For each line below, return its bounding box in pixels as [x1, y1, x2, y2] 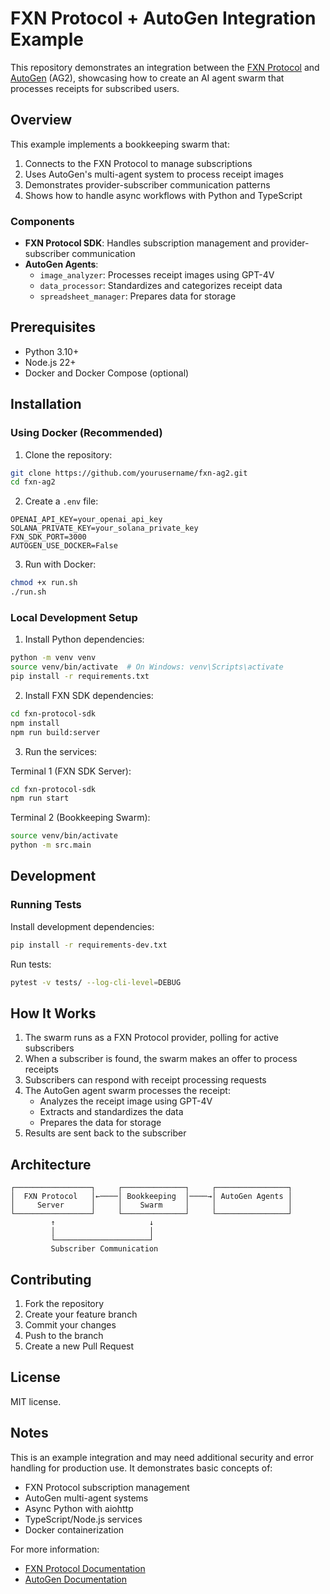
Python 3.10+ [24, 345, 80, 357]
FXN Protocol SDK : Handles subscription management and [24, 237, 269, 249]
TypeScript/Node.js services [24, 1513, 143, 1525]
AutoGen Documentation [24, 1573, 128, 1585]
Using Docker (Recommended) [10, 426, 163, 440]
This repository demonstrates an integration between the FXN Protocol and [10, 61, 320, 73]
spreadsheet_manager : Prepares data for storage [39, 290, 237, 302]
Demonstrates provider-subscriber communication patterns [24, 178, 271, 191]
